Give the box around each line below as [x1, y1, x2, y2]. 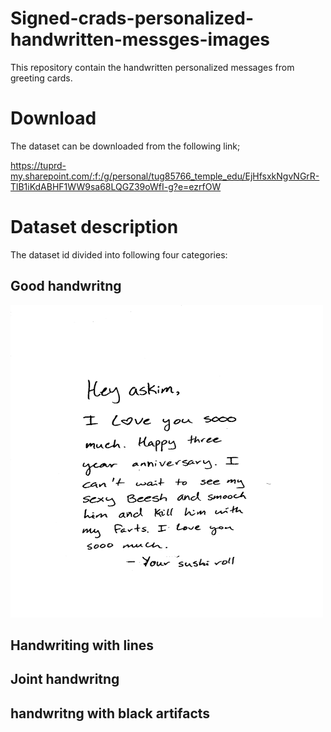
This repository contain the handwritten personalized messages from [10, 61, 295, 73]
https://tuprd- [10, 159, 67, 171]
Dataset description [10, 216, 179, 239]
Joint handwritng [10, 671, 120, 688]
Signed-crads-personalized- [10, 7, 255, 30]
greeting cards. [10, 72, 73, 84]
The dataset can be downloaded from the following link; [10, 140, 241, 152]
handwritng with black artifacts [10, 705, 211, 722]
